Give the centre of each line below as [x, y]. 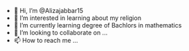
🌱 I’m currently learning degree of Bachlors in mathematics [98, 25]
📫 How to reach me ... [46, 40]
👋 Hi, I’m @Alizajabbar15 [48, 11]
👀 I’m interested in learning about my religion [78, 18]
